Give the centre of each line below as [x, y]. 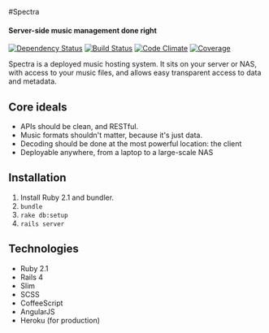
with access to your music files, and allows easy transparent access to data [135, 73]
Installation [37, 178]
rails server [42, 224]
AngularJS [37, 311]
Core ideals [38, 107]
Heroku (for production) [60, 320]
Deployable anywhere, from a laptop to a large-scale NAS [117, 153]
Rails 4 [31, 277]
